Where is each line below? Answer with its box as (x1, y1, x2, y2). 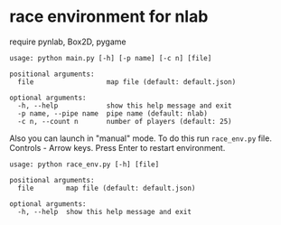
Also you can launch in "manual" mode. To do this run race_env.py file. (9, 133, 273, 144)
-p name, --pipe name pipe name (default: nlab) (17, 108, 208, 118)
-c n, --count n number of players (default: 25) (17, 117, 232, 126)
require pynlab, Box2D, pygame (9, 36, 126, 47)
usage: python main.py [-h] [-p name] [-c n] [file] (9, 53, 212, 62)
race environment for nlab (9, 6, 209, 27)
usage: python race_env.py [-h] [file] (9, 160, 160, 169)
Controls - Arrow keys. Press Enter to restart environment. (9, 142, 226, 153)
